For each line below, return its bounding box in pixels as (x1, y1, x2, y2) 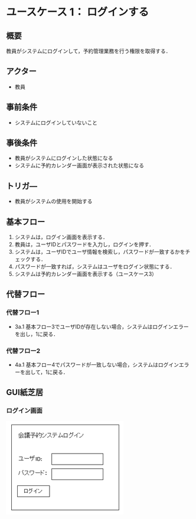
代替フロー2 (6, 347, 41, 355)
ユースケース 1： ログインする (6, 5, 149, 19)
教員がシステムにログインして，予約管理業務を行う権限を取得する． (6, 48, 171, 54)
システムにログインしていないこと (14, 119, 97, 126)
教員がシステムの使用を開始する (14, 198, 93, 205)
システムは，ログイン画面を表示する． (14, 234, 108, 241)
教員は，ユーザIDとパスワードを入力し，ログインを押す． (14, 241, 155, 248)
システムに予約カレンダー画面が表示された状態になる (14, 162, 145, 169)
